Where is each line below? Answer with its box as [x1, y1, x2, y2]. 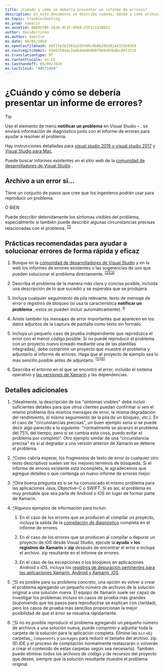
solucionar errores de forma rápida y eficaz [5, 247, 140, 255]
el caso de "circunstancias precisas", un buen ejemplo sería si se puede [12, 420, 157, 425]
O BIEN [5, 204, 20, 210]
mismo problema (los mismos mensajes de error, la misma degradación [12, 409, 156, 415]
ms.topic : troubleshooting [5, 16, 60, 21]
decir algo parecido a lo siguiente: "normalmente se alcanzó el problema [12, 425, 158, 430]
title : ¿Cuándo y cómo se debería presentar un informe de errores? [5, 7, 147, 12]
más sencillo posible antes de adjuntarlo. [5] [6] [12, 356, 105, 363]
